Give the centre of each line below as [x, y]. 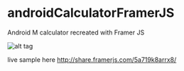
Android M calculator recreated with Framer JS [76, 32]
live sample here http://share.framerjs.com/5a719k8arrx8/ [92, 59]
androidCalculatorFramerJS [91, 13]
